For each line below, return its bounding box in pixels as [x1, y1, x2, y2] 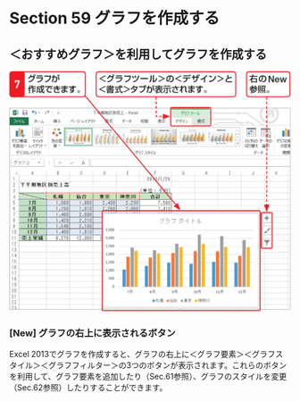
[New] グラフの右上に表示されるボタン [9, 327, 176, 339]
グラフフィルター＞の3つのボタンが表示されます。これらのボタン [47, 359, 287, 371]
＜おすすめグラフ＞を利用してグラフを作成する [9, 46, 268, 62]
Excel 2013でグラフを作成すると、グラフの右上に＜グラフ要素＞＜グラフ [9, 348, 276, 359]
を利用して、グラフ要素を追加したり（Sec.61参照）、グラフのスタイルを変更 [9, 371, 287, 381]
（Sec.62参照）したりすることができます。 [9, 381, 168, 393]
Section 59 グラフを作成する [9, 8, 221, 29]
